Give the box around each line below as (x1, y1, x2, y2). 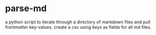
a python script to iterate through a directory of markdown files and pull (5, 19, 151, 25)
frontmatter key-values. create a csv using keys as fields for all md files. (5, 24, 152, 30)
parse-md (5, 3, 47, 14)
